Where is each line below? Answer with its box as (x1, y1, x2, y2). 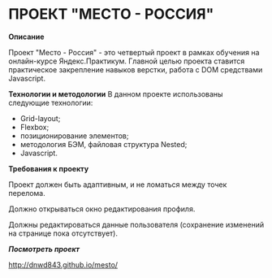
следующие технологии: (8, 98, 93, 107)
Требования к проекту (8, 163, 89, 173)
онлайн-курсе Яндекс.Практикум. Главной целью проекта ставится (8, 56, 245, 66)
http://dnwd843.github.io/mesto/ (8, 259, 119, 269)
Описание (8, 32, 45, 41)
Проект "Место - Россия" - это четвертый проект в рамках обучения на (8, 47, 260, 57)
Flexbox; (19, 122, 50, 132)
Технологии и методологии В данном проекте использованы (8, 89, 223, 98)
